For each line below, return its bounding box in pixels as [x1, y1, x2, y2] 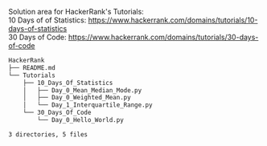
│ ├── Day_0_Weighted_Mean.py [23, 94, 131, 102]
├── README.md [8, 63, 56, 71]
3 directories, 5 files [8, 130, 88, 139]
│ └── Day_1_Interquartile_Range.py [23, 101, 153, 109]
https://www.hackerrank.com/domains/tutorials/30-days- [68, 32, 259, 42]
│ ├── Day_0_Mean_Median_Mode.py [23, 86, 142, 95]
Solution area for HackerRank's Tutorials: [8, 7, 145, 16]
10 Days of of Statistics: [8, 15, 87, 25]
